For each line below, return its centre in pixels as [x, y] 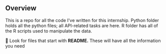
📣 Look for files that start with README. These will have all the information [83, 40]
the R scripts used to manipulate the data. [49, 31]
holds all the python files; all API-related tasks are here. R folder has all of [82, 25]
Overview [21, 8]
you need [15, 46]
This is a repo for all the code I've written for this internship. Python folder [82, 20]
